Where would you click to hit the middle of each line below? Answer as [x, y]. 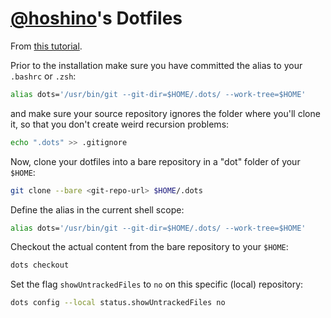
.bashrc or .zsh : [43, 76]
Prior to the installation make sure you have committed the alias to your [156, 65]
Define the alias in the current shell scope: [97, 209]
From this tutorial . [46, 46]
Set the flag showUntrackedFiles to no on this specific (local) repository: [157, 284]
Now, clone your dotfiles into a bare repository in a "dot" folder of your [155, 161]
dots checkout [40, 265]
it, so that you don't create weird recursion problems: [120, 124]
